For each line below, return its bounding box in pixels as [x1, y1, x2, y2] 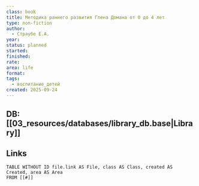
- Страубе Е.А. [11, 31, 50, 37]
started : [6, 48, 28, 54]
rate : [6, 59, 20, 65]
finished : [6, 53, 31, 59]
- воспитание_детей [11, 82, 61, 88]
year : [6, 37, 20, 43]
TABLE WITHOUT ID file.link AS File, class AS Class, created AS [6, 164, 173, 170]
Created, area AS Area [6, 169, 63, 176]
